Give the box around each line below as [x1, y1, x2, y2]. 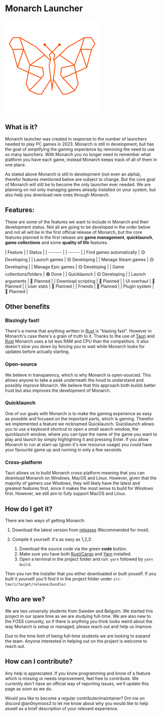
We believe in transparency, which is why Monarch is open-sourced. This [5, 372, 151, 378]
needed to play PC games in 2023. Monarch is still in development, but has [5, 141, 154, 147]
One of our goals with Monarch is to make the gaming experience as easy [5, 410, 152, 416]
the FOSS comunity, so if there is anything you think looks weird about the [5, 618, 153, 624]
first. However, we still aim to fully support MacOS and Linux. [5, 490, 127, 496]
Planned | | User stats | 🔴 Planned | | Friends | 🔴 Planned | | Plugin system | [5, 283, 154, 289]
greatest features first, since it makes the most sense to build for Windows [5, 486, 153, 491]
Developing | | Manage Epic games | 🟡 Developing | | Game [5, 263, 125, 270]
